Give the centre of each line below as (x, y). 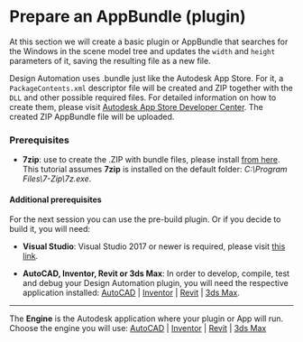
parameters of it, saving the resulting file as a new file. (110, 60)
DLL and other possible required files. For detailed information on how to (143, 97)
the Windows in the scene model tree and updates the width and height (142, 51)
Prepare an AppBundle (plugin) (128, 17)
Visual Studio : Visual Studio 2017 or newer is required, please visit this (154, 246)
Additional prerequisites (55, 199)
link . (30, 256)
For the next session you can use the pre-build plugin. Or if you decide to (145, 219)
